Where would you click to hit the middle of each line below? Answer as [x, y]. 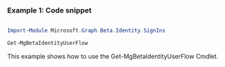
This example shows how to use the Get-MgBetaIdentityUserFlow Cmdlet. [113, 57]
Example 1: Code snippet [49, 10]
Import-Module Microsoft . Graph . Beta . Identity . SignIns [87, 31]
